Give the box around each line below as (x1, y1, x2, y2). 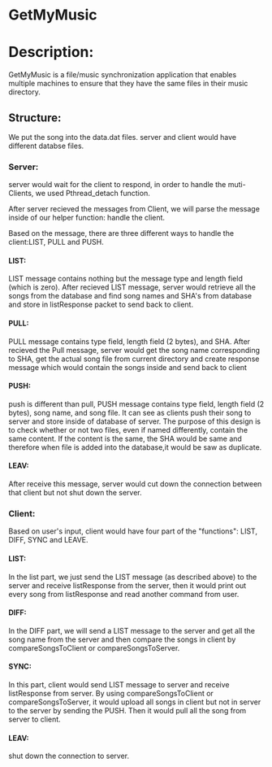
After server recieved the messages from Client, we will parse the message (8, 204, 260, 214)
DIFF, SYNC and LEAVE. (8, 535, 89, 545)
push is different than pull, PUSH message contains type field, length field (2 (8, 399, 265, 408)
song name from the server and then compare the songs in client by (8, 634, 236, 644)
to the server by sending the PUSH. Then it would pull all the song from (8, 705, 247, 715)
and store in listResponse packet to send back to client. (8, 299, 193, 310)
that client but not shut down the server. (8, 488, 142, 498)
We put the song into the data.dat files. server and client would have (8, 132, 237, 142)
